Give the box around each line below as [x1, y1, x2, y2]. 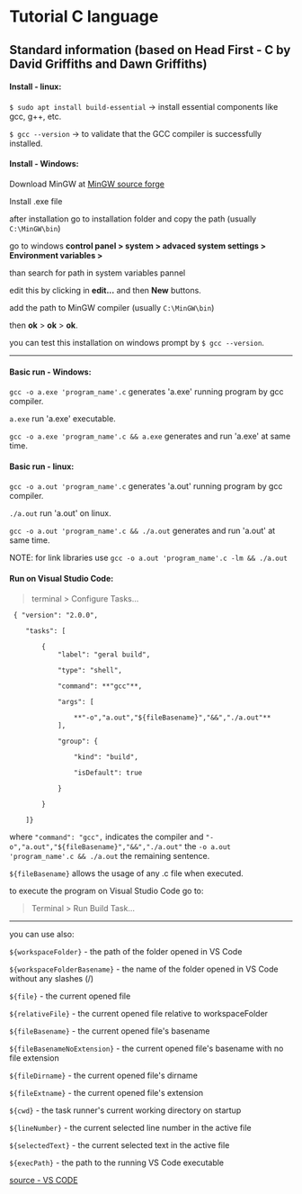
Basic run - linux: [9, 461, 75, 472]
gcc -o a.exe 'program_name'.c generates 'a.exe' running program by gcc [9, 386, 285, 397]
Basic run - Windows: [9, 366, 92, 377]
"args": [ [57, 697, 94, 706]
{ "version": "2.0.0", [13, 611, 99, 620]
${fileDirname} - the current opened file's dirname [9, 1070, 198, 1081]
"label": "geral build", [57, 650, 151, 659]
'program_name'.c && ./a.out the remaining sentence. [9, 850, 210, 861]
